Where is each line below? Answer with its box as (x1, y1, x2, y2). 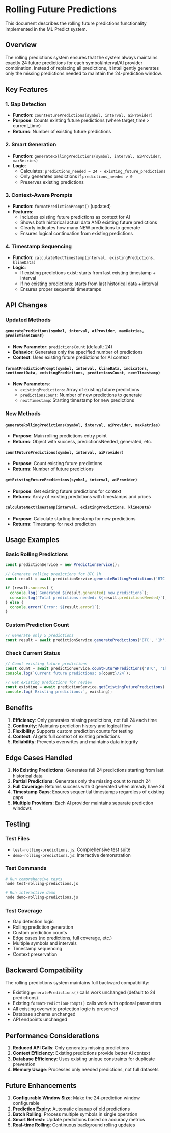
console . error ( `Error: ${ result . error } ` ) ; (10, 604, 101, 610)
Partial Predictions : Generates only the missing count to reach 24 (12, 778, 151, 784)
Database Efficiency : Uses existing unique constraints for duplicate (12, 1055, 155, 1062)
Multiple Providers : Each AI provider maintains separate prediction (12, 800, 154, 806)
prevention (12, 1061, 36, 1067)
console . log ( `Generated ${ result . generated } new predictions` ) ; (10, 590, 149, 595)
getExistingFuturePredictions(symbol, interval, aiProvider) (5, 477, 138, 482)
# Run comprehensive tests (5, 876, 63, 882)
